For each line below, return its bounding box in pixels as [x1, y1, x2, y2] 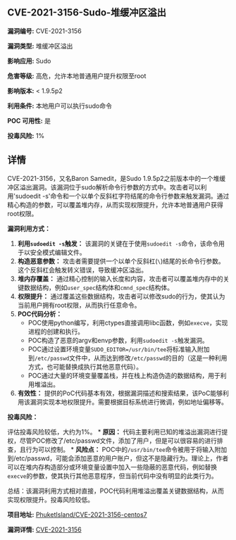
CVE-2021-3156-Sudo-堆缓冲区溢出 [7, 6, 167, 19]
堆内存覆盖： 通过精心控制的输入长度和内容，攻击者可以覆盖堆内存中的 [17, 274, 223, 283]
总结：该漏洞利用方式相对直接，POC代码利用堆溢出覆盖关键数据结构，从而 [7, 486, 224, 495]
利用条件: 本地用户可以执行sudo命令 [7, 101, 113, 110]
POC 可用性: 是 [7, 116, 51, 125]
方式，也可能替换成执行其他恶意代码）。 [27, 362, 143, 371]
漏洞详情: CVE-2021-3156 [7, 525, 82, 534]
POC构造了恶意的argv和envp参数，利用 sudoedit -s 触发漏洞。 [27, 336, 209, 344]
